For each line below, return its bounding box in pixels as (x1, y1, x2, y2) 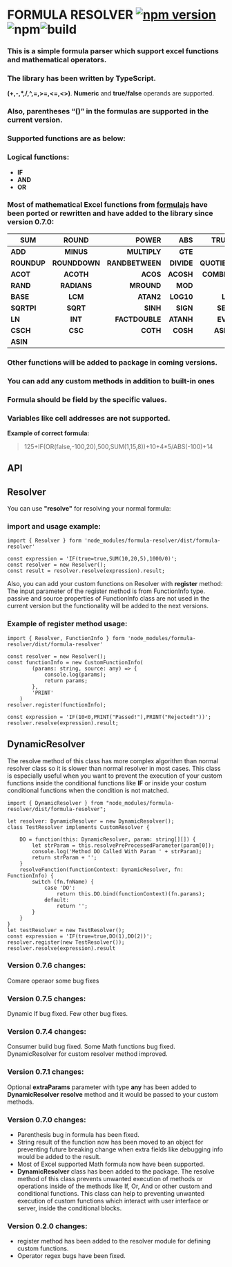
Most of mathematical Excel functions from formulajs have (7, 200, 209, 210)
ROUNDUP (10, 258, 46, 268)
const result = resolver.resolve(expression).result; (7, 567, 166, 574)
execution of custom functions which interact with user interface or (17, 1197, 209, 1205)
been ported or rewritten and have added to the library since (7, 208, 213, 218)
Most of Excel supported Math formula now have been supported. (17, 1160, 205, 1168)
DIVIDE (169, 258, 193, 268)
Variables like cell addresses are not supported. (7, 413, 171, 423)
